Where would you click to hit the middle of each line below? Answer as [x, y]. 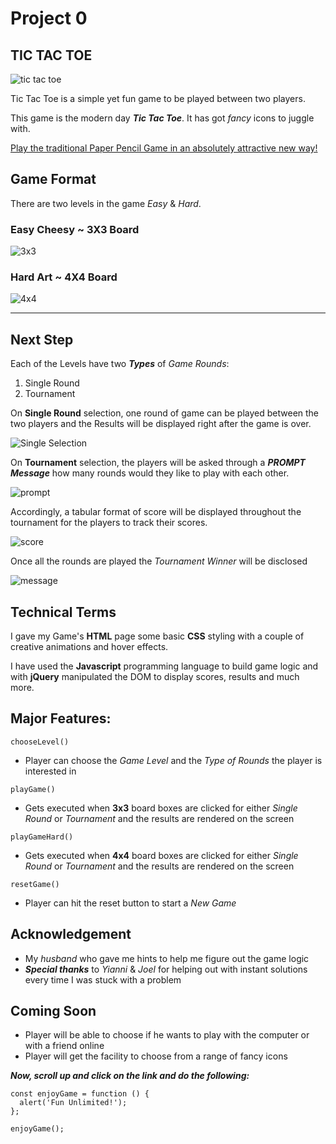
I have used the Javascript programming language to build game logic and [164, 666]
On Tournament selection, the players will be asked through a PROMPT [158, 463]
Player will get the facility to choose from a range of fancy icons [156, 1056]
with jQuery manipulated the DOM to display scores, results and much [155, 677]
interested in [50, 771]
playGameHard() [42, 837]
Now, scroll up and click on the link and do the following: [130, 1076]
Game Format [53, 179]
